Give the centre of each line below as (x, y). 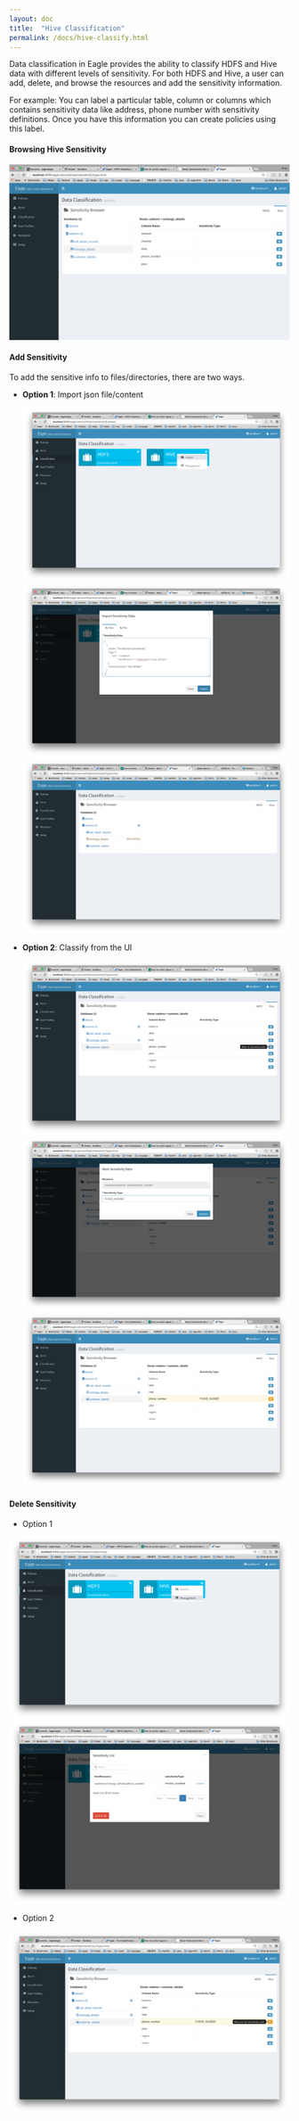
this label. (27, 128)
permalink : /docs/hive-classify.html (79, 37)
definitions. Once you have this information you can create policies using (143, 120)
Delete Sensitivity (43, 1504)
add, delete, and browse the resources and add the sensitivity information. (146, 83)
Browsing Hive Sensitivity (58, 149)
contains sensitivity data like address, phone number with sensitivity (134, 110)
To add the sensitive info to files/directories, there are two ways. (127, 377)
